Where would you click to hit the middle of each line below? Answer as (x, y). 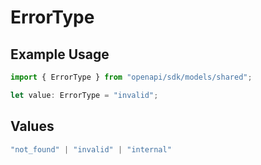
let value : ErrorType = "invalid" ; (84, 95)
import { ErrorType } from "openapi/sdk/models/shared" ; (131, 77)
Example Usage (60, 54)
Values (32, 126)
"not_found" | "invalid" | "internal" (91, 149)
